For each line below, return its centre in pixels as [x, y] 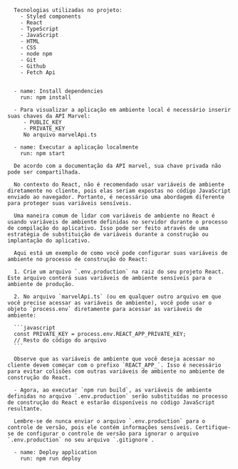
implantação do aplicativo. [49, 241]
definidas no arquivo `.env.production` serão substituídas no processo [118, 396]
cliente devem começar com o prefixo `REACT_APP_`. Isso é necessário [114, 365]
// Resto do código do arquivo [60, 340]
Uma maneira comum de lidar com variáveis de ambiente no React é [114, 216]
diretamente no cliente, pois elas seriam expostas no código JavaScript [119, 191]
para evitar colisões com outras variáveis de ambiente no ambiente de [116, 371]
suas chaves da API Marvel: [49, 116]
